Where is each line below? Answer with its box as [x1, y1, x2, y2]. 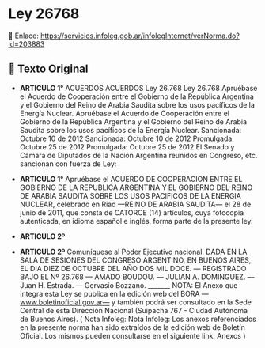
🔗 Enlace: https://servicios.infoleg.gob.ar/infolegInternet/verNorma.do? [8, 31, 240, 40]
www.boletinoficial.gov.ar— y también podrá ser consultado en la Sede [19, 297, 252, 307]
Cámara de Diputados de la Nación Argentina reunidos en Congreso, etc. [19, 150, 258, 160]
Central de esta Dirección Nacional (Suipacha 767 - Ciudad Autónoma [19, 305, 248, 315]
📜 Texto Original [8, 62, 89, 76]
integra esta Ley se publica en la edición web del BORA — [19, 289, 210, 298]
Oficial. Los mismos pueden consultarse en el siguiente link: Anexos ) [19, 331, 247, 340]
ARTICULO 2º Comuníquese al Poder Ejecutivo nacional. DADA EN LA [19, 247, 248, 256]
